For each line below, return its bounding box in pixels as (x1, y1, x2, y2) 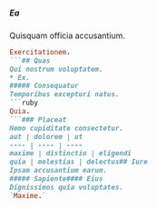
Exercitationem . (9, 47, 71, 56)
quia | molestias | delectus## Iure (9, 157, 148, 167)
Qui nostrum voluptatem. (9, 64, 103, 74)
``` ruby (9, 98, 39, 108)
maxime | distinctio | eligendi (9, 149, 132, 158)
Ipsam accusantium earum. (9, 166, 107, 175)
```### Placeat (9, 114, 67, 124)
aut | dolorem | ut (9, 132, 83, 141)
